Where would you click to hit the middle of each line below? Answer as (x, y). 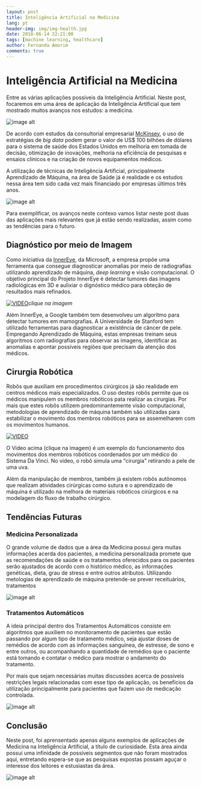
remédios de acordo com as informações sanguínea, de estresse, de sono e (100, 645)
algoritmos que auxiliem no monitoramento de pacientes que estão (89, 632)
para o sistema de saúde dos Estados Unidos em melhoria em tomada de (97, 146)
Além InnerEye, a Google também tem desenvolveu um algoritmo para (93, 315)
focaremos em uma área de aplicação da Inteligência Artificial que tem (94, 103)
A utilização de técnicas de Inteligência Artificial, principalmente (85, 171)
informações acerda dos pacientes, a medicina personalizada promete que (99, 554)
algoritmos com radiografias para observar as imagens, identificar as (91, 340)
